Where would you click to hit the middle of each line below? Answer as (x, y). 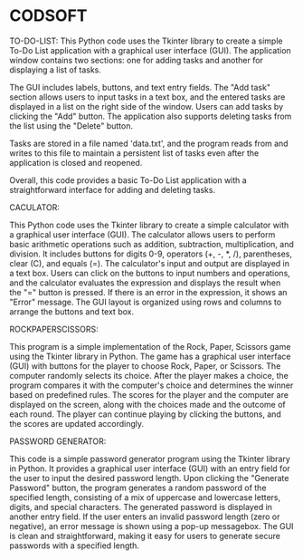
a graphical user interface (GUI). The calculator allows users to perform (142, 234)
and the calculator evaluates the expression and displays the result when (145, 283)
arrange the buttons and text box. (71, 311)
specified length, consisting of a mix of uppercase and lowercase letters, (145, 497)
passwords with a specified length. (75, 546)
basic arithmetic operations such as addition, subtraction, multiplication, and (151, 244)
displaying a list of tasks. (56, 70)
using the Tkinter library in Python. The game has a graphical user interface (150, 356)
